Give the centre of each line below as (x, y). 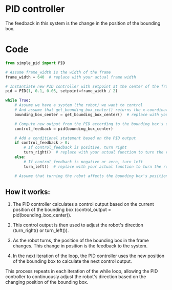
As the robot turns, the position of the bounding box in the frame (81, 240)
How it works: (28, 192)
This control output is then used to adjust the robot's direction (78, 225)
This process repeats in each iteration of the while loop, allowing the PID (82, 271)
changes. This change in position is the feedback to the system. (80, 246)
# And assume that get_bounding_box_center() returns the (78, 110)
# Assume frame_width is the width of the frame (58, 72)
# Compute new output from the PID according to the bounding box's (89, 124)
